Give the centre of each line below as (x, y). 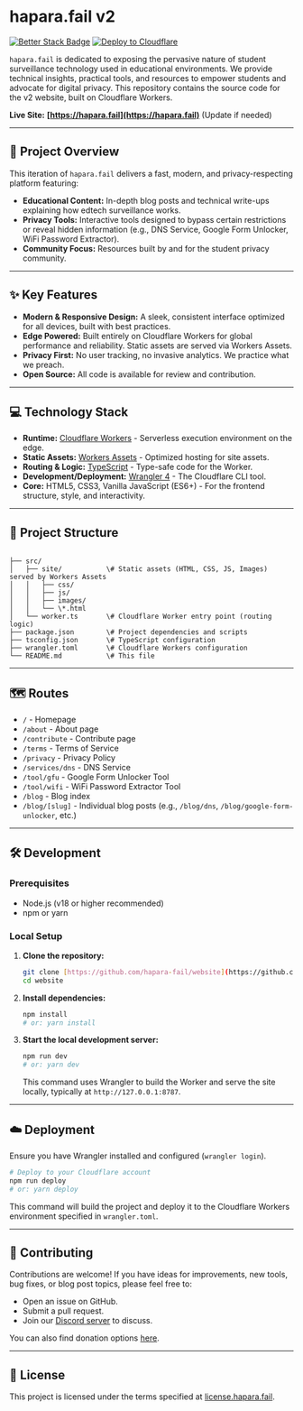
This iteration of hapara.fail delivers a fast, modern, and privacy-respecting (151, 173)
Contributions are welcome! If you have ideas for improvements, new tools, (149, 1275)
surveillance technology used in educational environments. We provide (141, 69)
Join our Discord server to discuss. (87, 1321)
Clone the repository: (63, 955)
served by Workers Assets (58, 577)
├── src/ (26, 561)
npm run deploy (38, 1180)
